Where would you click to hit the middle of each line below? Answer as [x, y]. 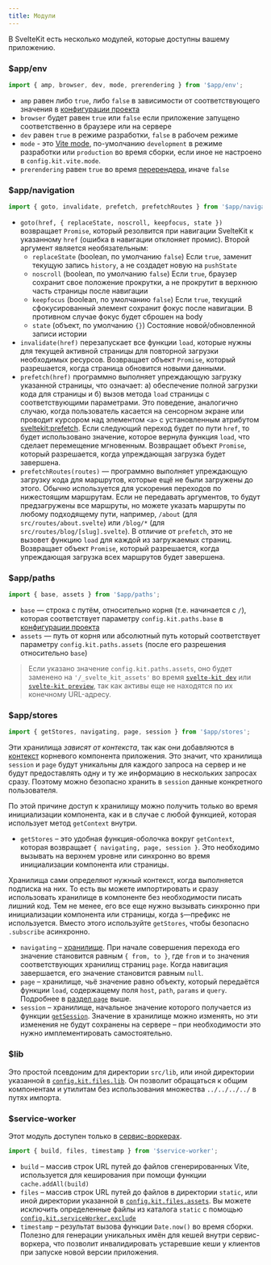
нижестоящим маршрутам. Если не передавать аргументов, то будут [140, 497]
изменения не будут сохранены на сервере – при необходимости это [140, 1025]
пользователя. [33, 790]
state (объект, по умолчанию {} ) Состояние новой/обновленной [144, 325]
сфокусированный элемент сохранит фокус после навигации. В [142, 308]
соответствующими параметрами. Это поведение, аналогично [129, 402]
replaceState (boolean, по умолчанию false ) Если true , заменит [142, 256]
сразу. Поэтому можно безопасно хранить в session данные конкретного [135, 782]
